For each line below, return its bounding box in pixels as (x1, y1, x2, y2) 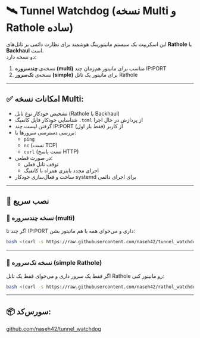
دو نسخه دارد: (6, 53, 37, 60)
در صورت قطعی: (14, 154, 53, 161)
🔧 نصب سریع (6, 196, 49, 206)
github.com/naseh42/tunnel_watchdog (6, 325, 101, 333)
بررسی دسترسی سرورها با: (14, 129, 76, 136)
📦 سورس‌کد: (6, 306, 52, 317)
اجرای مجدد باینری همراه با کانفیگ (23, 167, 99, 174)
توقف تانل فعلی (23, 160, 59, 168)
